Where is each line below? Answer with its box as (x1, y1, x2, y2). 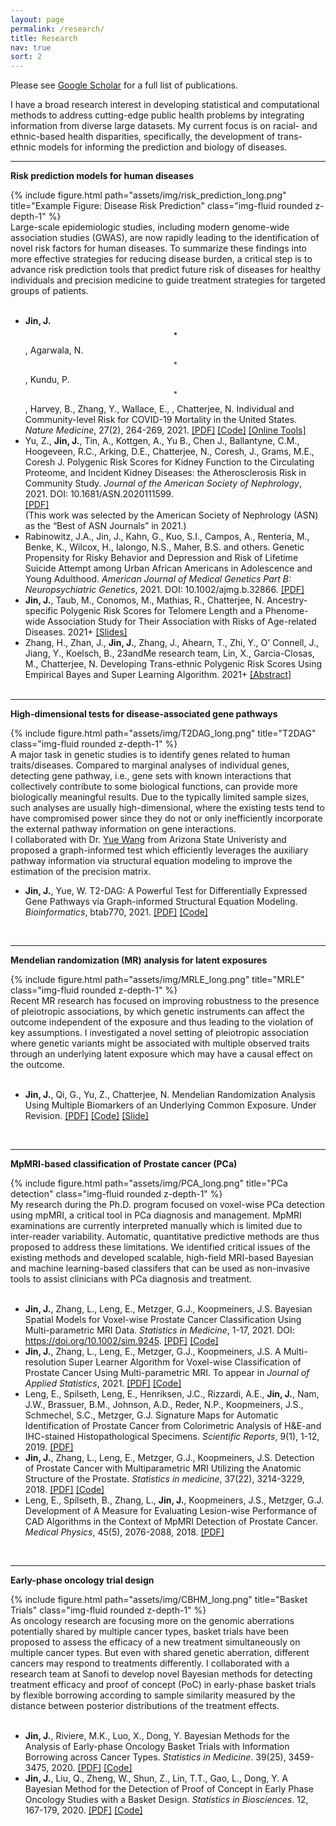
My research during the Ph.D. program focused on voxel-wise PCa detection (10, 1199, 325, 1211)
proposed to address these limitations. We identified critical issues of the (10, 1241, 311, 1253)
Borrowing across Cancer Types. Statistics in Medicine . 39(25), (24, 1751, 287, 1763)
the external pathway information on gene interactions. (10, 823, 237, 835)
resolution (24, 1356, 67, 1368)
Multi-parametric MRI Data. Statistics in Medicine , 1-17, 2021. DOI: (24, 1324, 295, 1336)
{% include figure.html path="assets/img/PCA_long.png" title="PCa (10, 1177, 288, 1190)
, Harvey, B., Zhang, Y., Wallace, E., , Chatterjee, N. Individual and (24, 403, 295, 415)
